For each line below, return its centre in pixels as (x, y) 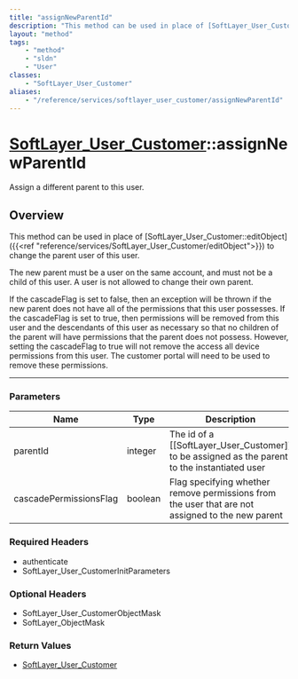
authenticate (45, 561)
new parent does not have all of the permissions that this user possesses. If (147, 309)
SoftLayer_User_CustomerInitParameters (96, 571)
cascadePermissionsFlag (66, 499)
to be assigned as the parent (228, 456)
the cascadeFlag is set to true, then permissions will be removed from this (144, 318)
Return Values (40, 645)
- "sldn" (41, 59)
